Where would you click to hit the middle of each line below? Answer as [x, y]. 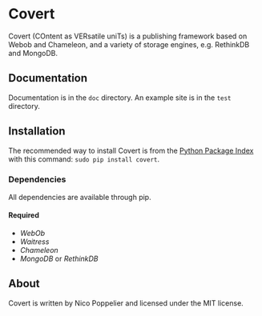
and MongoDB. [33, 53]
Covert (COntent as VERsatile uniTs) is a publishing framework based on [128, 36]
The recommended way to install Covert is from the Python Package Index [131, 150]
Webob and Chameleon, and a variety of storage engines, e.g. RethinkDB [129, 44]
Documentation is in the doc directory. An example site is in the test [120, 98]
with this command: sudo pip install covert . [84, 159]
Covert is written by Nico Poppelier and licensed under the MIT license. [126, 303]
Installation [37, 132]
